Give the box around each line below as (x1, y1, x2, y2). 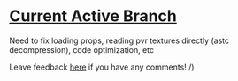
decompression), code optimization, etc (9, 44, 155, 55)
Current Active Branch (9, 6, 177, 26)
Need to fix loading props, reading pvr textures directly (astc (9, 35, 230, 46)
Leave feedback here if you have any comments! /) (9, 62, 195, 72)
